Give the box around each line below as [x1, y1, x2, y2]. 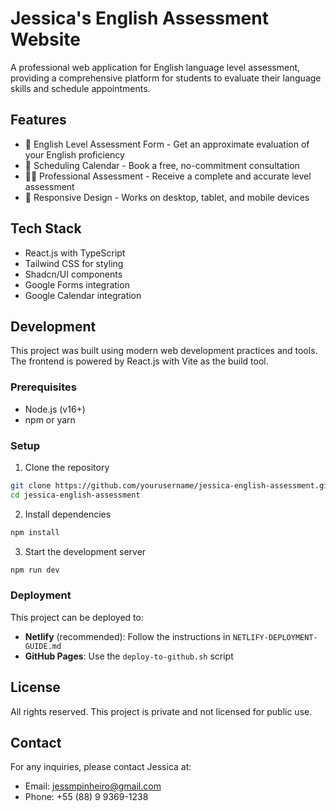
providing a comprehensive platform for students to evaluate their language [10, 72, 322, 84]
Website [10, 28, 81, 51]
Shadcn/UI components [24, 268, 123, 280]
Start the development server [24, 545, 147, 557]
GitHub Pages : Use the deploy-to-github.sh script [24, 650, 234, 662]
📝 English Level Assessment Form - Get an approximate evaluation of [24, 138, 310, 150]
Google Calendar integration [24, 289, 142, 301]
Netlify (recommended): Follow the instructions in [24, 630, 231, 642]
